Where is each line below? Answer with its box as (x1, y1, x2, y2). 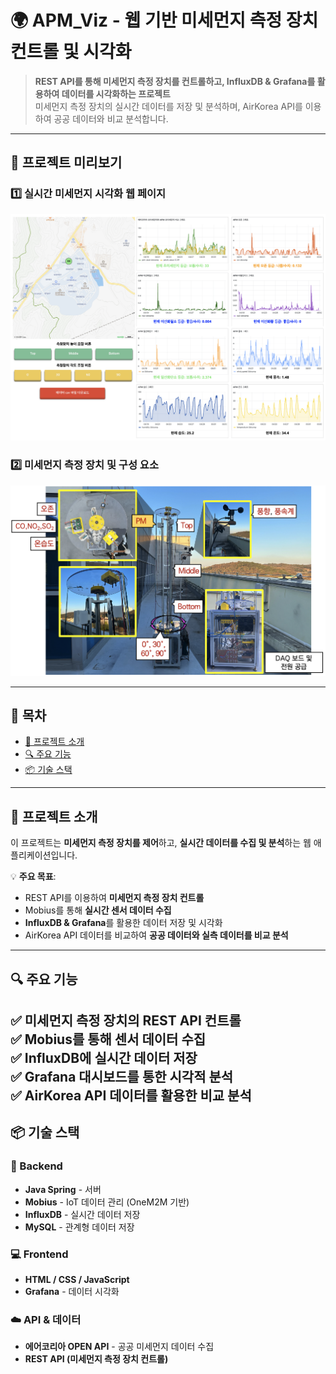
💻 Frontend (10, 1247, 69, 1261)
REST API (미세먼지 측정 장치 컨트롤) (24, 1353, 169, 1365)
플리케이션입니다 (10, 849, 76, 861)
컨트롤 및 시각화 (10, 41, 132, 63)
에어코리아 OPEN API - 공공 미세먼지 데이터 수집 (24, 1341, 215, 1353)
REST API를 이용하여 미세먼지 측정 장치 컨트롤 (24, 892, 205, 904)
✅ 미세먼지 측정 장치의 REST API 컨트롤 (10, 1012, 242, 1030)
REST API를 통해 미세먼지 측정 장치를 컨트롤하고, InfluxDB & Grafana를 (34, 75, 316, 87)
